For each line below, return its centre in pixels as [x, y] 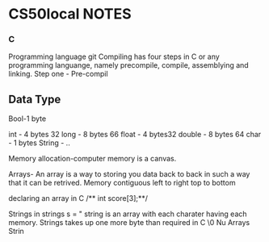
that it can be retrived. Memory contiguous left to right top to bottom [122, 183]
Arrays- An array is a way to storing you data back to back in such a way [129, 174]
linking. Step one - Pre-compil [58, 74]
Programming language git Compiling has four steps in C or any [114, 56]
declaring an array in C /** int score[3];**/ [78, 198]
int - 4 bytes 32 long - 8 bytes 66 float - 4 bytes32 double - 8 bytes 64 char [135, 135]
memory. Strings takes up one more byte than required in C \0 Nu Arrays [129, 223]
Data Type [35, 99]
